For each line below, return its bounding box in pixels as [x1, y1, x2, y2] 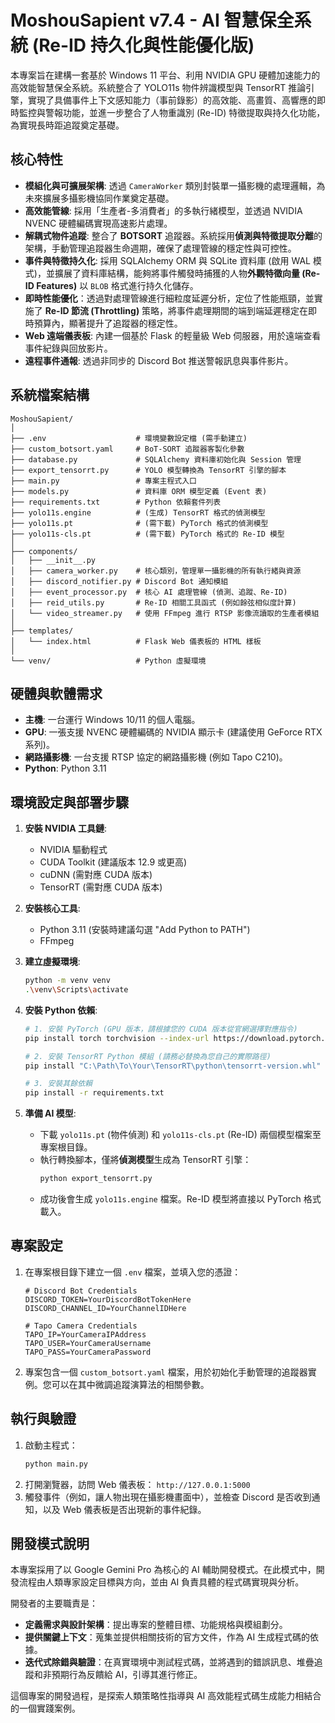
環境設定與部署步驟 [10, 794, 129, 811]
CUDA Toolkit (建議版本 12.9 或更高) [39, 856, 188, 868]
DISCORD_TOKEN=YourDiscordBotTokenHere [24, 1294, 192, 1305]
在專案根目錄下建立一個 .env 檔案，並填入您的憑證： [24, 1266, 242, 1278]
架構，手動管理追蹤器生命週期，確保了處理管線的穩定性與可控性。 [24, 242, 297, 254]
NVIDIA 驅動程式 [39, 844, 108, 856]
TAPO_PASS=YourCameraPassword [24, 1347, 152, 1357]
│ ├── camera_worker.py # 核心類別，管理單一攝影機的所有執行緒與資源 [10, 566, 302, 576]
